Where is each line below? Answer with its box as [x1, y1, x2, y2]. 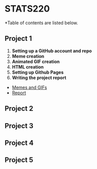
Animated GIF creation [11, 59, 60, 65]
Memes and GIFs [11, 84, 47, 90]
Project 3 [4, 122, 33, 130]
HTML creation [11, 64, 44, 70]
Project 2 [4, 104, 33, 113]
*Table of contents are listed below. [4, 20, 78, 26]
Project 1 [4, 34, 32, 43]
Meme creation [11, 53, 44, 59]
